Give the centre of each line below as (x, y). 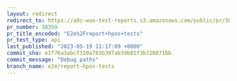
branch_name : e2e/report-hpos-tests (60, 66)
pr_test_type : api (34, 40)
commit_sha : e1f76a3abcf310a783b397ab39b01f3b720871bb (89, 54)
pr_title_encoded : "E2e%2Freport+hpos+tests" (75, 33)
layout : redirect (32, 14)
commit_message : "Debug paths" (53, 60)
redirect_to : (26, 20)
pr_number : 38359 (32, 27)
